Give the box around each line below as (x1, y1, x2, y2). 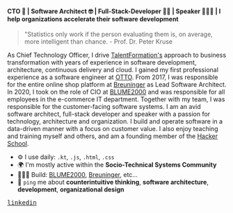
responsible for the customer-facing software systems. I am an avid (7, 103, 202, 111)
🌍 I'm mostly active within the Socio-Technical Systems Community (17, 161, 217, 169)
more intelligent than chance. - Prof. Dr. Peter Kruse (24, 37, 172, 46)
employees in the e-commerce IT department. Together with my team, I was (7, 95, 225, 103)
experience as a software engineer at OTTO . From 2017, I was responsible (7, 73, 218, 81)
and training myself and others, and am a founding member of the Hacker (7, 132, 218, 140)
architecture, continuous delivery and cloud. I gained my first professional (7, 66, 219, 74)
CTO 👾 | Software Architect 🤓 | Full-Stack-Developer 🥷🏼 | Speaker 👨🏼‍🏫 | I (7, 7, 221, 15)
